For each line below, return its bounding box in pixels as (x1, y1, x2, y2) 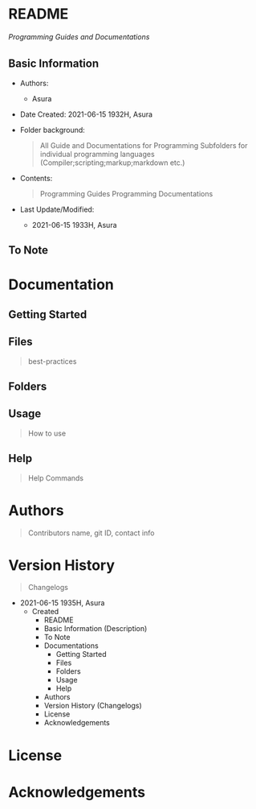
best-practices (27, 356, 77, 366)
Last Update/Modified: (19, 204, 95, 214)
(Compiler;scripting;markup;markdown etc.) (39, 158, 185, 167)
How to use (27, 428, 67, 438)
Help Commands (27, 473, 84, 483)
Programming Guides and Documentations (8, 31, 150, 41)
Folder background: (19, 125, 86, 134)
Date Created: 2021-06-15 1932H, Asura (19, 109, 153, 119)
